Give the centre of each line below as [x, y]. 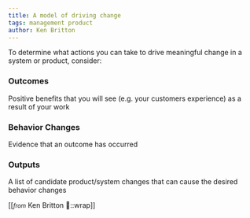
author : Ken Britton [42, 30]
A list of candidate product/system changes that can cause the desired [123, 182]
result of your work [39, 106]
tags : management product [50, 23]
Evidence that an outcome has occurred [73, 144]
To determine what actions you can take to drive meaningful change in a [125, 53]
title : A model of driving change [65, 15]
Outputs [24, 164]
